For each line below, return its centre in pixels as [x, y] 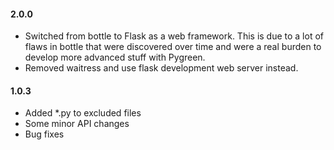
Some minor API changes [77, 124]
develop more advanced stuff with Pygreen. [115, 57]
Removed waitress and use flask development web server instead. [161, 68]
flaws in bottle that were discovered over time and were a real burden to [173, 47]
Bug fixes [44, 134]
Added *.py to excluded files [83, 113]
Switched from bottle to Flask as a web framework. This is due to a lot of [174, 36]
